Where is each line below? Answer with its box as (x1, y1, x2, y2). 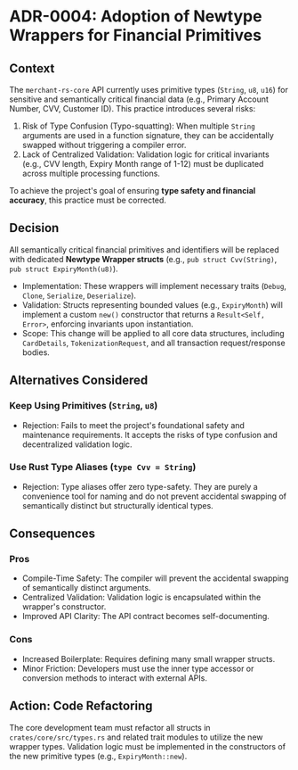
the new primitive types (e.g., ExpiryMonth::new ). (9, 750, 188, 761)
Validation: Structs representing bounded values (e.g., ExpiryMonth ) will (21, 299, 283, 310)
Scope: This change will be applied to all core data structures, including (21, 327, 285, 338)
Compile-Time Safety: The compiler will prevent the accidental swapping (21, 573, 289, 584)
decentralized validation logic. (21, 439, 133, 450)
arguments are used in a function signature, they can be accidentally (21, 130, 274, 140)
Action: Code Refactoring (9, 699, 153, 714)
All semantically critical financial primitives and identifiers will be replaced (9, 244, 280, 255)
